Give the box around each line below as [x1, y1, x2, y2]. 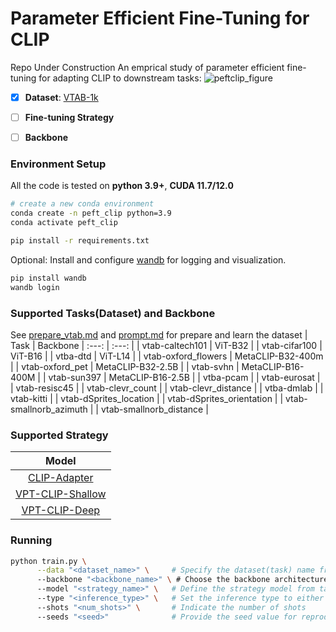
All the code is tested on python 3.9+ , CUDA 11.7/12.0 [10, 180, 234, 192]
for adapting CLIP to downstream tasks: [38, 72, 202, 84]
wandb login [10, 282, 60, 292]
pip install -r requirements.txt [10, 236, 150, 246]
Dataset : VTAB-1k [24, 91, 99, 103]
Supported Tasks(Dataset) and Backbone [10, 306, 216, 320]
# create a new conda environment [10, 199, 155, 209]
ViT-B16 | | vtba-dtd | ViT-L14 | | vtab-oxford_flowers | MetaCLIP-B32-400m [10, 350, 324, 362]
